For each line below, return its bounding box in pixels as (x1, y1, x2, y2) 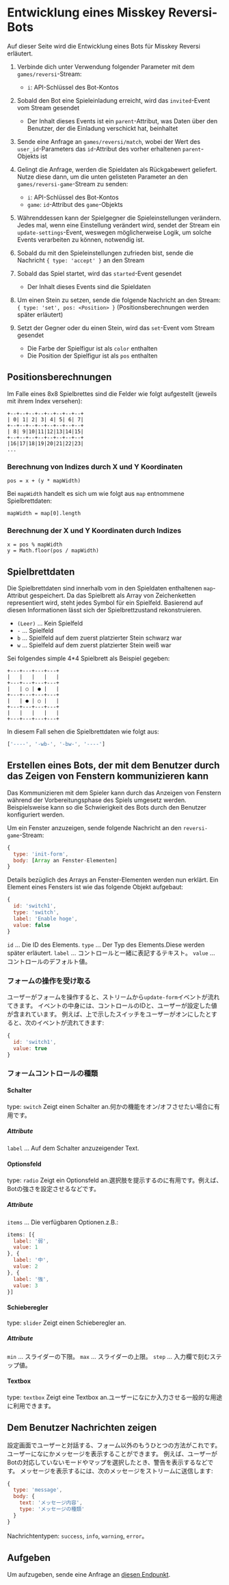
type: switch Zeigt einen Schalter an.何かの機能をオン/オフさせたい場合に (7, 1102, 214, 1110)
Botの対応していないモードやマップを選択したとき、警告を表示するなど (7, 1458, 208, 1467)
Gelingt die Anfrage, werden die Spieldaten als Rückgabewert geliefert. (16, 165, 217, 173)
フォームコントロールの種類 (7, 1069, 98, 1078)
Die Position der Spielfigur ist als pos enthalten (27, 351, 158, 360)
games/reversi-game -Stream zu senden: (16, 179, 129, 188)
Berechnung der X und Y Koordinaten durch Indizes (7, 525, 182, 535)
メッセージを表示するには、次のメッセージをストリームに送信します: (20, 1467, 213, 1475)
